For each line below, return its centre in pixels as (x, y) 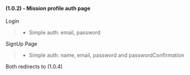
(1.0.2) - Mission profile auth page (48, 8)
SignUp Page (22, 44)
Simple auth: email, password (65, 33)
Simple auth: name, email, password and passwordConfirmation (107, 55)
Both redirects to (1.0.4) (34, 67)
